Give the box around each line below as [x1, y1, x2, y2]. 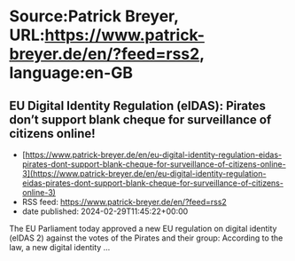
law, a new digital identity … [9, 242, 111, 252]
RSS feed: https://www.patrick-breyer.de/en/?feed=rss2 [21, 197, 228, 207]
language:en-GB [9, 63, 134, 83]
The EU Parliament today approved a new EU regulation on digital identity [9, 224, 277, 233]
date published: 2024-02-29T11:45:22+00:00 [21, 206, 189, 217]
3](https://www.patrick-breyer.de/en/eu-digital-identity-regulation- [21, 169, 267, 178]
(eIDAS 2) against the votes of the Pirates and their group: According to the [9, 233, 283, 243]
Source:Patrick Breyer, [9, 6, 179, 27]
